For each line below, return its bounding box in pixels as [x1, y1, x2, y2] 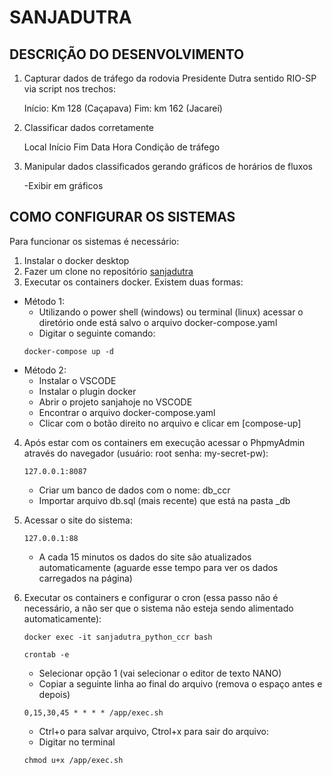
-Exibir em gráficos [23, 180, 104, 191]
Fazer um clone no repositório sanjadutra [23, 265, 194, 277]
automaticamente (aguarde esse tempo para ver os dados [38, 561, 279, 573]
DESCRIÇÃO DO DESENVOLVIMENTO [9, 46, 245, 63]
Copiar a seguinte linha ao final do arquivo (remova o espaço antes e [38, 677, 323, 690]
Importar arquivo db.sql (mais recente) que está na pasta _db [38, 494, 291, 506]
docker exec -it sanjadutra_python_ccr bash [23, 632, 213, 642]
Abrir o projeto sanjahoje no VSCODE [38, 396, 193, 408]
